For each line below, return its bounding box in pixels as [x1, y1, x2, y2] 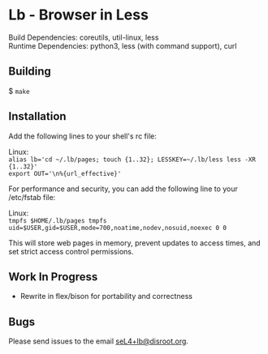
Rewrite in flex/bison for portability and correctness [19, 292, 193, 301]
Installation [8, 109, 67, 123]
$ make [8, 86, 30, 96]
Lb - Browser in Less [8, 6, 149, 24]
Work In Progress [8, 270, 98, 284]
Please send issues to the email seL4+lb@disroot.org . [8, 336, 189, 346]
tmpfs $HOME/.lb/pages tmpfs [8, 216, 107, 224]
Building [8, 65, 51, 79]
